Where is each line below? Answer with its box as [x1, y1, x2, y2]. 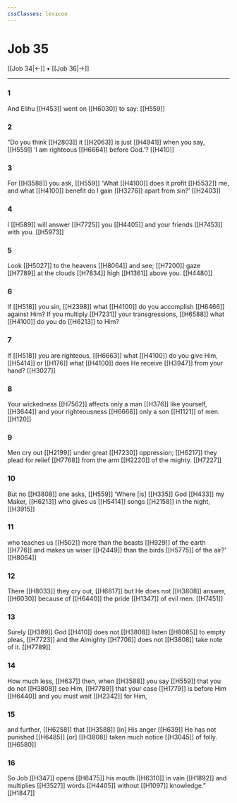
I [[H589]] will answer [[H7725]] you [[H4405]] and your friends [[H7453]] [7, 220, 224, 229]
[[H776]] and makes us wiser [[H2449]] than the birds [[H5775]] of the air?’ [7, 545, 226, 554]
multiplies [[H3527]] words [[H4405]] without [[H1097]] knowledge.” [7, 781, 207, 790]
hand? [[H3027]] [7, 366, 56, 375]
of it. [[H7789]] [7, 643, 51, 651]
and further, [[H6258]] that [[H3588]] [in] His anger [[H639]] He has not [7, 725, 217, 734]
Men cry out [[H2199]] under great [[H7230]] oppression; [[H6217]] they [7, 449, 217, 457]
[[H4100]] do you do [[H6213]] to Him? [7, 318, 120, 326]
